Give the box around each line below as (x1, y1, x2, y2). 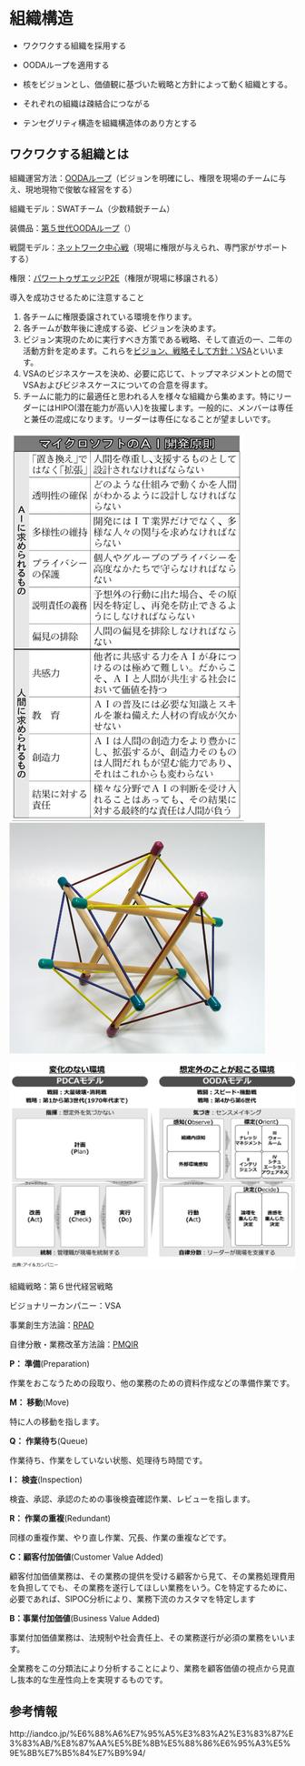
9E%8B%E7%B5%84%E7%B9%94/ (9, 1748, 146, 1759)
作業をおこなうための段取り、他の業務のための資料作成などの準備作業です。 (9, 1378, 295, 1389)
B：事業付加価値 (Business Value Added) (9, 1613, 161, 1624)
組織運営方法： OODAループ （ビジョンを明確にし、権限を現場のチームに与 (9, 172, 287, 183)
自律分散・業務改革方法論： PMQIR (9, 1339, 139, 1350)
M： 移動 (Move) (9, 1397, 70, 1408)
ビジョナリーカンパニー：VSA (9, 1300, 122, 1311)
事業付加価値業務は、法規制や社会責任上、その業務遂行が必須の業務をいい (9, 1632, 288, 1643)
